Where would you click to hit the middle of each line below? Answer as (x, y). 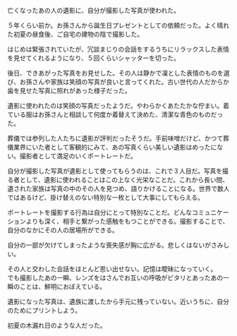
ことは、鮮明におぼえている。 (63, 287)
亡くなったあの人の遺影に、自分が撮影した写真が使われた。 (93, 10)
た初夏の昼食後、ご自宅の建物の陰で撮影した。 (75, 34)
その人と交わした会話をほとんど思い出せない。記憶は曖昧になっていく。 (112, 269)
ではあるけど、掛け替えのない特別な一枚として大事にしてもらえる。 (106, 197)
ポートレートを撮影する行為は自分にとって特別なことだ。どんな (100, 212)
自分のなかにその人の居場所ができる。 (63, 230)
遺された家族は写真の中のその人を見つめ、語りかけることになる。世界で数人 (119, 188)
